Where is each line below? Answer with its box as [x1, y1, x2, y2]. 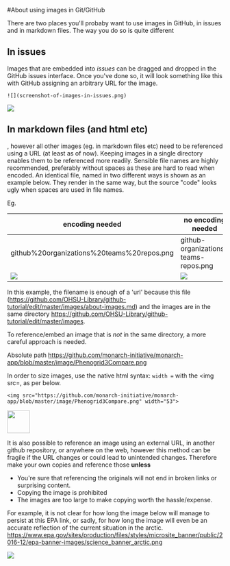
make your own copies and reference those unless [7, 460, 151, 469]
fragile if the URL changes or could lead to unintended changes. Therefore [7, 453, 217, 461]
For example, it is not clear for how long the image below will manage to [7, 508, 210, 517]
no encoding [183, 215, 226, 225]
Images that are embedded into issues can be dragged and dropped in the [7, 64, 217, 73]
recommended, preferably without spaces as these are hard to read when [7, 164, 215, 172]
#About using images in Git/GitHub [7, 6, 105, 14]
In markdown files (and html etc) [7, 123, 149, 136]
